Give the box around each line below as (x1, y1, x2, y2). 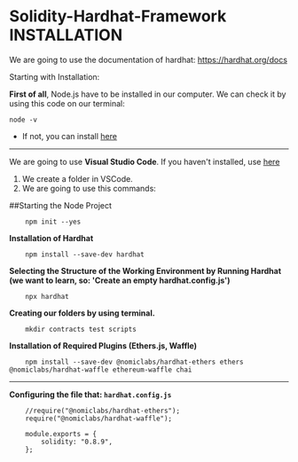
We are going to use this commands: (21, 183, 157, 193)
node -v (9, 115, 38, 124)
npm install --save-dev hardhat (25, 250, 145, 259)
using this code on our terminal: (9, 98, 126, 108)
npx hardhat (25, 292, 69, 301)
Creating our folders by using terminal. (9, 308, 155, 318)
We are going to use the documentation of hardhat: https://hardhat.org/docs (9, 54, 288, 65)
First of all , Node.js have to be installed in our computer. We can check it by (9, 89, 286, 99)
